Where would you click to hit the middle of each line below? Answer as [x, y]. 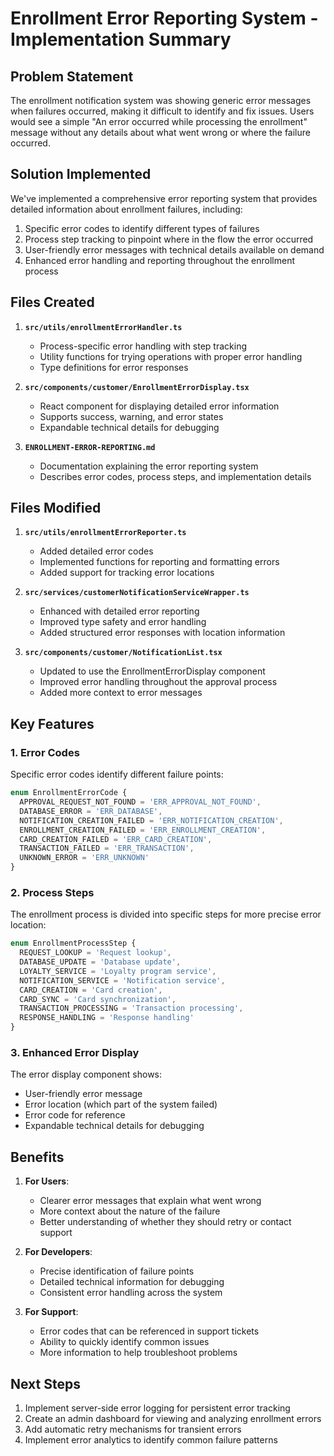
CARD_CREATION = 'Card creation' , [91, 990]
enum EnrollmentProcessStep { [73, 943]
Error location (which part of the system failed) [121, 1104]
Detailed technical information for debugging [132, 1282]
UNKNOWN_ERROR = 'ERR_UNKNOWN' [84, 858]
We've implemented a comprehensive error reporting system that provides [164, 198]
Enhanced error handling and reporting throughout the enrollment [159, 260]
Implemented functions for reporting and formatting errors [159, 562]
